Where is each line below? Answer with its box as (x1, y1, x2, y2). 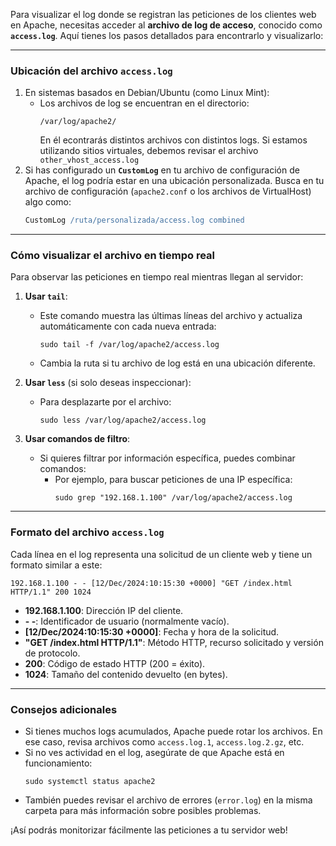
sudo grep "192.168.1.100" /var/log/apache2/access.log (54, 493, 293, 503)
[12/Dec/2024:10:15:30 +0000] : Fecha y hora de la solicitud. (24, 625, 280, 638)
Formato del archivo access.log (10, 525, 165, 539)
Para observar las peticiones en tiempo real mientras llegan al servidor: (10, 271, 304, 283)
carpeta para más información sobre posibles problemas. (24, 805, 262, 817)
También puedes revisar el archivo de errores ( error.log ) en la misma (24, 794, 313, 806)
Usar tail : (24, 290, 68, 303)
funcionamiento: (24, 757, 93, 769)
